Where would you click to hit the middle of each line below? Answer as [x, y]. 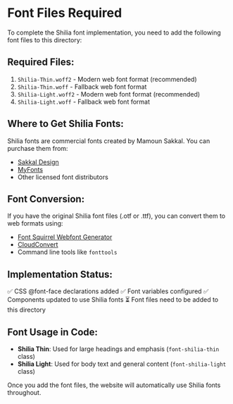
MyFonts [30, 169]
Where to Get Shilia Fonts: [66, 124]
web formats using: [35, 224]
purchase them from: [38, 148]
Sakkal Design [38, 162]
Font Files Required [65, 13]
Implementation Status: [60, 274]
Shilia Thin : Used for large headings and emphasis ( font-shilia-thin [118, 349]
